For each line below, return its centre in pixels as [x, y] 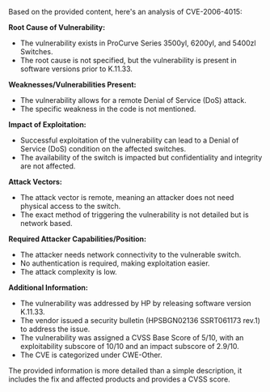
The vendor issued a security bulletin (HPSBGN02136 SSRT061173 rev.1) [140, 320]
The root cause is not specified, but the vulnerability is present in [128, 60]
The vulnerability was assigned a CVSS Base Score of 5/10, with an [132, 338]
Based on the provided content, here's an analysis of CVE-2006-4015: [125, 12]
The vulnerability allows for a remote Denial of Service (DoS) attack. [133, 100]
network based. [46, 223]
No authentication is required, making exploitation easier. [115, 263]
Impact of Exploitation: [47, 124]
